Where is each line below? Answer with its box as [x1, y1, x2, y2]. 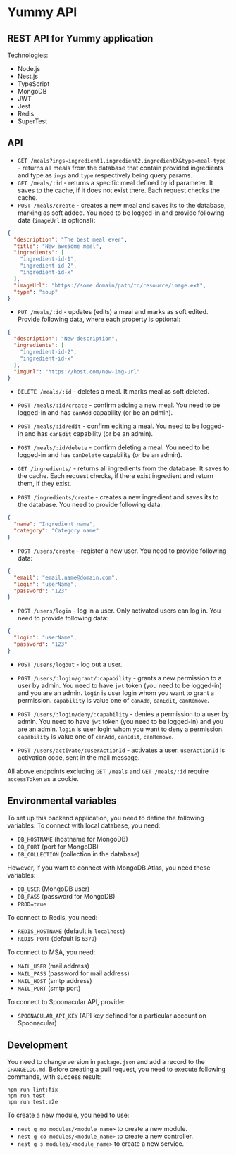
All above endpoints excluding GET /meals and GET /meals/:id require [7, 767, 209, 775]
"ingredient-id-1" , [20, 256, 77, 263]
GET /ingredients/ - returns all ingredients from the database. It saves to [17, 464, 230, 473]
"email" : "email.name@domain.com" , [13, 574, 118, 581]
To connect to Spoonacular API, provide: [7, 997, 125, 1006]
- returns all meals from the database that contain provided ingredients [17, 163, 223, 172]
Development [7, 1039, 68, 1051]
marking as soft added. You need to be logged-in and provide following [17, 208, 225, 217]
